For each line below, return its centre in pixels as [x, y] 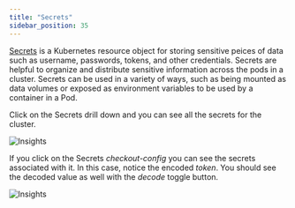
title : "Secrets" [41, 17]
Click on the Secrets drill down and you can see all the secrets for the [136, 115]
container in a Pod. [43, 97]
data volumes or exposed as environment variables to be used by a [131, 88]
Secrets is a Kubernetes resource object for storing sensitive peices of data [147, 50]
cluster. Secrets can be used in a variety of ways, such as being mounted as [148, 78]
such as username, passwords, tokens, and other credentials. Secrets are [143, 60]
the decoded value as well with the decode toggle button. [114, 176]
